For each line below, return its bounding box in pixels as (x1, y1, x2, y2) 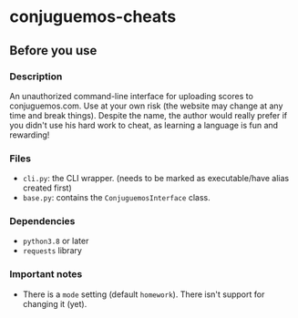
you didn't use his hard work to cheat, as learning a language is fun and (9, 119, 279, 130)
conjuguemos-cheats (9, 6, 177, 27)
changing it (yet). (22, 298, 87, 309)
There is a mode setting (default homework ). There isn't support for (22, 289, 265, 300)
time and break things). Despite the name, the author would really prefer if (9, 109, 288, 120)
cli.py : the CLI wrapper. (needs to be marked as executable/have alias (22, 173, 290, 184)
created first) (22, 182, 73, 193)
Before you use (9, 43, 98, 58)
